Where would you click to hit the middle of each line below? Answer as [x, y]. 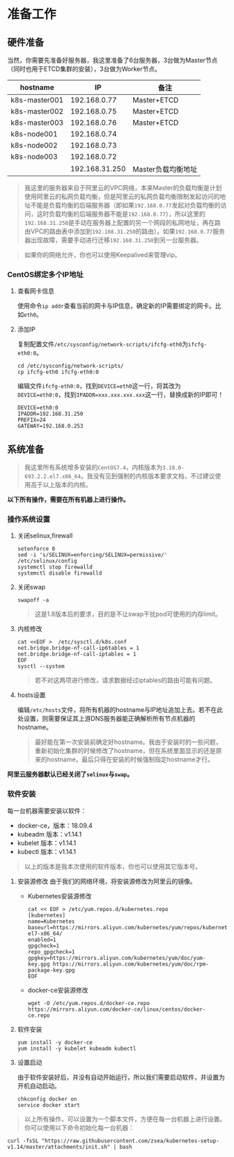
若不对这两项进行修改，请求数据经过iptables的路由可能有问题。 [125, 681]
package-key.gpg [51, 970]
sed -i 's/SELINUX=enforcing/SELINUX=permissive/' [92, 555]
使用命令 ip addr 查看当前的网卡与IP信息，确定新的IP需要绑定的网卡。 [116, 306]
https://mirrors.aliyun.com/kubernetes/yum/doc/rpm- [131, 964]
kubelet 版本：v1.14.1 [47, 843]
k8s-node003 [34, 156]
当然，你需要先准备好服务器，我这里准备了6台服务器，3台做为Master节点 [112, 60]
